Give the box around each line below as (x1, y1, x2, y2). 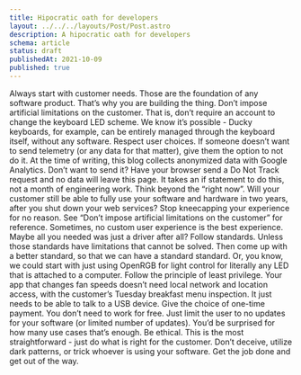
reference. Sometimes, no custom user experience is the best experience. (9, 221, 284, 232)
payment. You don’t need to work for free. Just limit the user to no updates (9, 308, 286, 318)
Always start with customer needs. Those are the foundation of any (9, 87, 259, 99)
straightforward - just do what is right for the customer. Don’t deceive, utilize (9, 336, 293, 347)
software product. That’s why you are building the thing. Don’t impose (9, 97, 268, 108)
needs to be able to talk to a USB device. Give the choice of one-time (9, 298, 265, 308)
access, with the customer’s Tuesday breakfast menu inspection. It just (9, 289, 272, 299)
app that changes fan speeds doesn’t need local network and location (9, 279, 268, 290)
